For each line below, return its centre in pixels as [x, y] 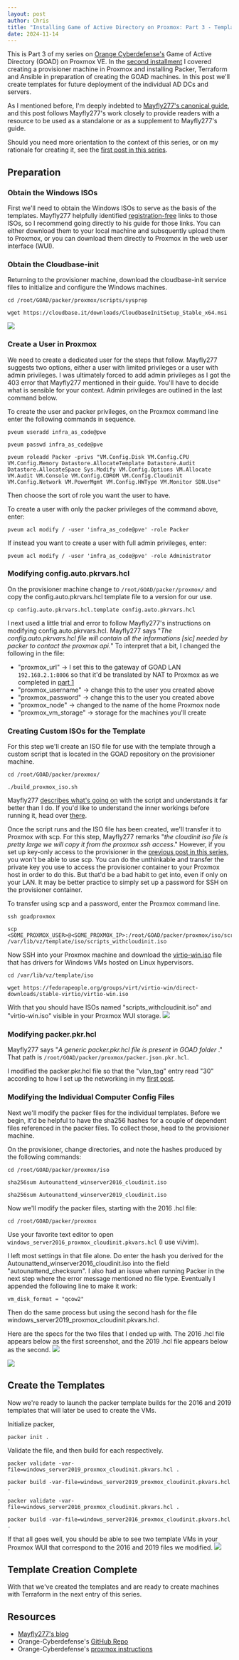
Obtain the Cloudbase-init [53, 264]
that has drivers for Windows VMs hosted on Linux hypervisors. [101, 963]
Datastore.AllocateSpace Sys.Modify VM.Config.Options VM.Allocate [110, 470]
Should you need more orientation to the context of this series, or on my [113, 142]
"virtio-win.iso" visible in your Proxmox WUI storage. [84, 1016]
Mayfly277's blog [43, 1634]
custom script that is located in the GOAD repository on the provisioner [111, 754]
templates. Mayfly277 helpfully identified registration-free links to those [112, 215]
